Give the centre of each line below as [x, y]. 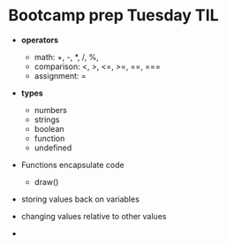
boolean [49, 128]
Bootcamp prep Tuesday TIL [113, 15]
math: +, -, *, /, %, [66, 57]
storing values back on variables [80, 199]
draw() [46, 181]
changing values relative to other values [94, 216]
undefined [53, 148]
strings [47, 119]
